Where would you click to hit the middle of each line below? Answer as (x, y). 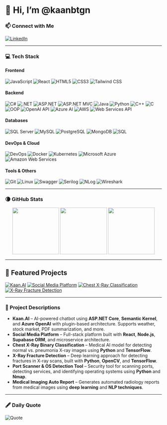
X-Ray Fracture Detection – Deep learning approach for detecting (80, 355)
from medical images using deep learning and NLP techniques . (78, 387)
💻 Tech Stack (22, 57)
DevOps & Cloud (22, 143)
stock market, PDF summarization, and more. (59, 329)
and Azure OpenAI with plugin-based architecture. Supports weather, (84, 323)
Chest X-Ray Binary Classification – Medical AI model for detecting (82, 345)
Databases (17, 120)
